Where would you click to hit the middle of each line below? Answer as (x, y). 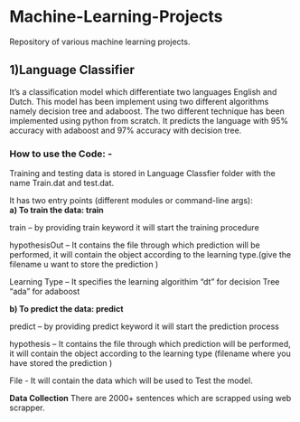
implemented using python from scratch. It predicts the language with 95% (149, 120)
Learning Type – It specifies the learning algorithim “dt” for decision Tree (145, 282)
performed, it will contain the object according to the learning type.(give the (150, 255)
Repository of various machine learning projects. (100, 42)
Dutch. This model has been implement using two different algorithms (139, 101)
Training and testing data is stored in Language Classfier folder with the (142, 173)
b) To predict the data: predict (66, 309)
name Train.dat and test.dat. (62, 183)
